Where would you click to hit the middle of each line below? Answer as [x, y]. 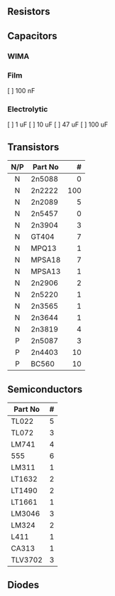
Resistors [29, 12]
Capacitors [33, 36]
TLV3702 [27, 560]
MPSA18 [46, 260]
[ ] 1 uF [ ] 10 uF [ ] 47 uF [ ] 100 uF [58, 124]
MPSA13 [46, 272]
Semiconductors [45, 389]
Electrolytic [28, 109]
